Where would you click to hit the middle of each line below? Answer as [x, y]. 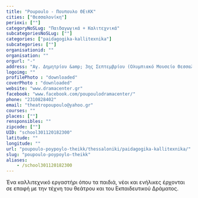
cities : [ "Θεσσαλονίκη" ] [37, 17]
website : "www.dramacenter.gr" [44, 89]
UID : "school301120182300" [39, 133]
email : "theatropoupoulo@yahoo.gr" [50, 105]
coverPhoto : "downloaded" [39, 83]
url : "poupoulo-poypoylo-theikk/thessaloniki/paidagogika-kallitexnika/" [99, 149]
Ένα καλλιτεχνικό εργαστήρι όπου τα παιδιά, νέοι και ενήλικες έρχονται [95, 182]
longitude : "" [24, 143]
